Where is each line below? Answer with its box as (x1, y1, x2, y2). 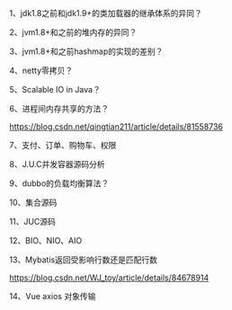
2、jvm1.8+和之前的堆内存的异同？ (9, 27, 138, 38)
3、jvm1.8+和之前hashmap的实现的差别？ (9, 46, 164, 57)
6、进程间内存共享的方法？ (9, 103, 110, 114)
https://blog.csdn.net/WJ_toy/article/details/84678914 (9, 272, 210, 283)
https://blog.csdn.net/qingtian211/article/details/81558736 (9, 121, 223, 132)
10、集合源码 (9, 197, 58, 208)
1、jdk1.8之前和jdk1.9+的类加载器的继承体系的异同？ (9, 8, 202, 18)
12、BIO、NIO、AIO (9, 235, 83, 245)
